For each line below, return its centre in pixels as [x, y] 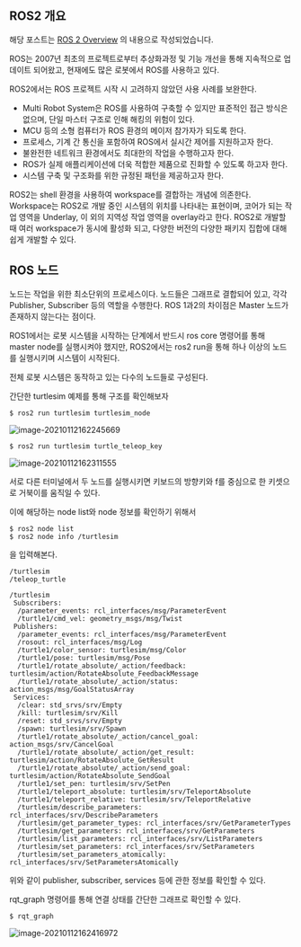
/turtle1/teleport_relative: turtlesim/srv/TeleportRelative [134, 799]
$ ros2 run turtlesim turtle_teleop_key [86, 446]
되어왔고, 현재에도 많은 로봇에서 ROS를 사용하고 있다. [126, 69]
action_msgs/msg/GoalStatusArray [72, 689]
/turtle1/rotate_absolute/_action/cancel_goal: [108, 736]
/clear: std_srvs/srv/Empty [70, 705]
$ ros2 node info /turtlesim [64, 536]
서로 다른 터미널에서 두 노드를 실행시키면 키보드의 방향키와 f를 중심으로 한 [138, 481]
